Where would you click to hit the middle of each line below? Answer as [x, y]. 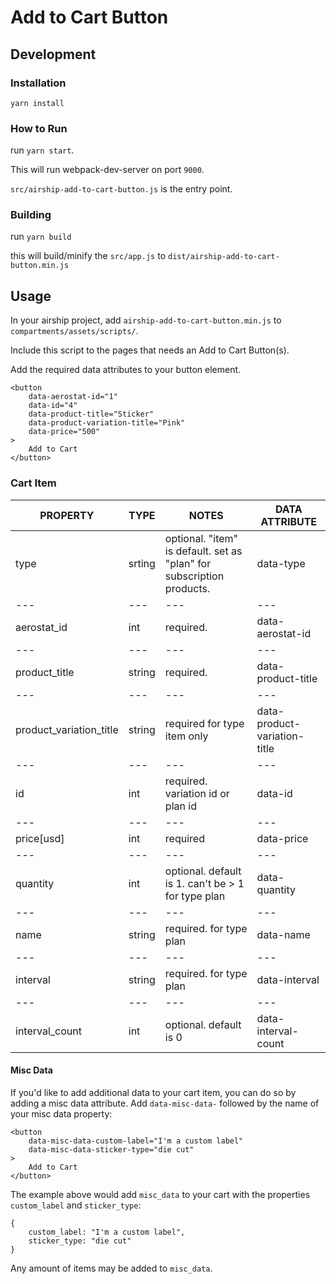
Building [31, 215]
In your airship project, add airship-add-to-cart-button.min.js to [146, 320]
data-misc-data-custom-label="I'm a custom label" [136, 1141]
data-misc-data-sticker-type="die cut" [111, 1149]
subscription [194, 576]
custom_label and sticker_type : [76, 1205]
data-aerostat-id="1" [73, 397]
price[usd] [40, 838]
